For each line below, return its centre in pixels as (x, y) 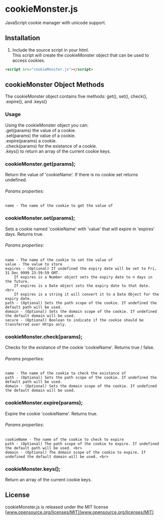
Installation (23, 38)
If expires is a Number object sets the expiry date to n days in (83, 277)
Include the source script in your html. (51, 50)
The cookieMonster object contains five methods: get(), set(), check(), (76, 96)
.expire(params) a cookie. (31, 140)
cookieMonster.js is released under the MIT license (57, 507)
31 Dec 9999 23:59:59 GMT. (33, 273)
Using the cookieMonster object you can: (47, 125)
